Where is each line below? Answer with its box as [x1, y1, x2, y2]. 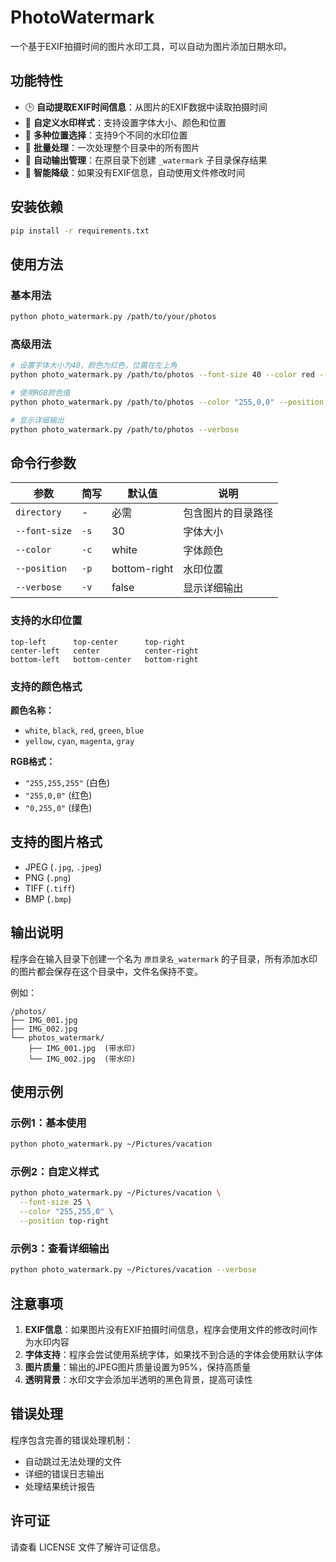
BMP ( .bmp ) [24, 892, 72, 905]
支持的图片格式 [10, 834, 103, 851]
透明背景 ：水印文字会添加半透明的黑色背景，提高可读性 [24, 1373, 253, 1385]
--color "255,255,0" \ [19, 1207, 114, 1217]
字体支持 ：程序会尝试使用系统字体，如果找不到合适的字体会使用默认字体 [24, 1348, 323, 1360]
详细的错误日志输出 [24, 1467, 105, 1480]
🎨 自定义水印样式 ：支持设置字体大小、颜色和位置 [24, 116, 227, 128]
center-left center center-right [10, 646, 199, 656]
